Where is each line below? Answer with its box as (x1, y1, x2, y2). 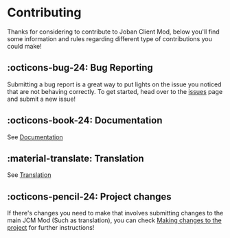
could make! (7, 42, 43, 50)
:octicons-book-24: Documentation (7, 115, 163, 126)
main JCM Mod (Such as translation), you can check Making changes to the (7, 216, 222, 224)
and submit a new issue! (7, 95, 76, 103)
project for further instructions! (7, 224, 95, 232)
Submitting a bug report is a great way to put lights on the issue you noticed (7, 80, 222, 88)
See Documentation (7, 132, 63, 141)
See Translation (7, 171, 51, 179)
